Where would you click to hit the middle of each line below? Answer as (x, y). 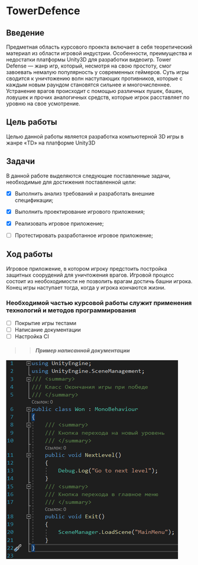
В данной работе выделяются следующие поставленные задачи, (88, 175)
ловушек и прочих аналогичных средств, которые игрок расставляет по (98, 97)
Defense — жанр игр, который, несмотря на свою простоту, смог (89, 66)
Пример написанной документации (82, 350)
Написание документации (48, 330)
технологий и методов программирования (71, 310)
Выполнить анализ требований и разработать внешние (85, 193)
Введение (25, 33)
